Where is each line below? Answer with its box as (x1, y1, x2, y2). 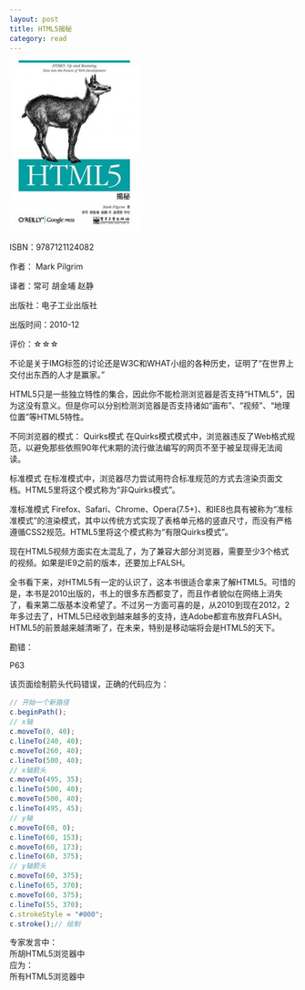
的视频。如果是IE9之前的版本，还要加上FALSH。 (9, 557, 190, 569)
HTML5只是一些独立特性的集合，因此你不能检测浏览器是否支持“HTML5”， (9, 388, 287, 400)
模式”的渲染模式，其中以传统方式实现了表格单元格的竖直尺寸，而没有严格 (16, 515, 293, 526)
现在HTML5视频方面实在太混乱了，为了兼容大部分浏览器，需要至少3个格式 (9, 546, 290, 557)
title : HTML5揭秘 (9, 24, 73, 34)
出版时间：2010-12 (9, 319, 80, 330)
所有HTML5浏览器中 (9, 971, 86, 982)
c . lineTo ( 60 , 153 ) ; (9, 832, 84, 842)
